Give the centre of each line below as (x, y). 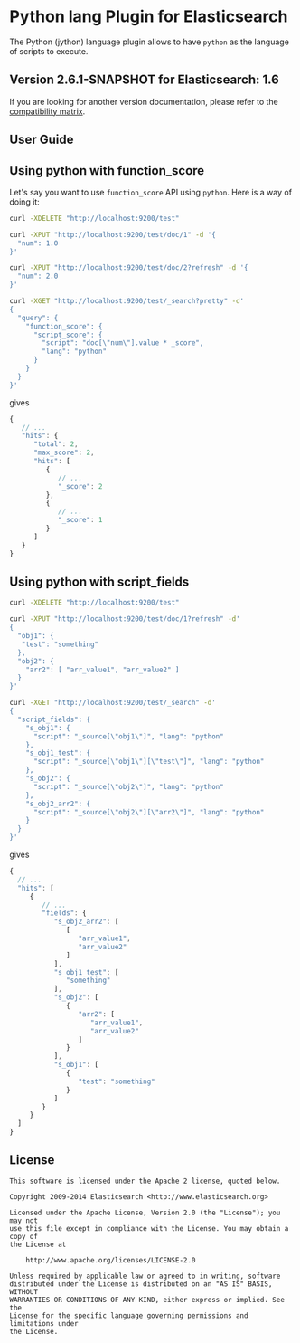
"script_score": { (68, 335)
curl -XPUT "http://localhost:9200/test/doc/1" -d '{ (113, 234)
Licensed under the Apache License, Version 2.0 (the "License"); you (145, 1213)
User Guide (42, 140)
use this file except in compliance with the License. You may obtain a (149, 1228)
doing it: (25, 202)
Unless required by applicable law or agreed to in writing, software (145, 1276)
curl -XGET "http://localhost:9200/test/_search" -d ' (113, 703)
